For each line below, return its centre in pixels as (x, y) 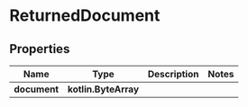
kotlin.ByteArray (103, 89)
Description (173, 74)
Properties (40, 49)
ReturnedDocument (85, 16)
